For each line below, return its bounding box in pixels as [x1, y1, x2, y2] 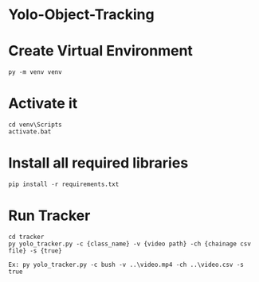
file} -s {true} [8, 246, 62, 255]
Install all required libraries [8, 154, 189, 172]
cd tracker [8, 233, 45, 241]
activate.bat [8, 128, 52, 136]
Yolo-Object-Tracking [8, 6, 155, 24]
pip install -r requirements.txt [8, 180, 120, 188]
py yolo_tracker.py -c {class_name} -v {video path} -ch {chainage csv [8, 240, 251, 248]
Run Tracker [8, 207, 91, 225]
